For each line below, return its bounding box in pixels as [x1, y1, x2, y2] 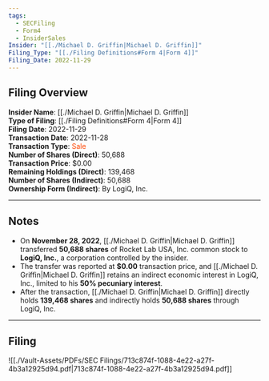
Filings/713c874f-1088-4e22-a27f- [99, 355, 215, 365]
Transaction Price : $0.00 [8, 158, 92, 168]
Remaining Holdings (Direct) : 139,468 [8, 166, 135, 176]
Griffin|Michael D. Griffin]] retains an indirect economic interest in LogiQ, [19, 270, 259, 279]
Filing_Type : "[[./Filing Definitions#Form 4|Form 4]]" [8, 49, 199, 57]
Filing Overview [8, 86, 88, 100]
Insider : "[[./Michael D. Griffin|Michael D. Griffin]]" [8, 42, 203, 50]
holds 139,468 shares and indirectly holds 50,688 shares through [19, 295, 239, 305]
